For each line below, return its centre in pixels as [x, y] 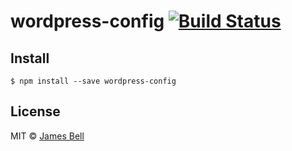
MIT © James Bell [47, 136]
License [35, 111]
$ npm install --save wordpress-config [93, 81]
